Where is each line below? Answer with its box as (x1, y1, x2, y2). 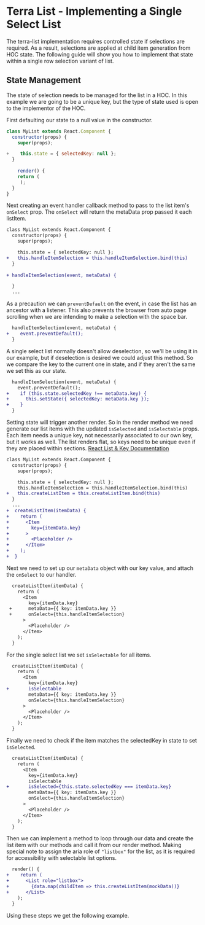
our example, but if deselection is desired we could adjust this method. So (6, 354, 193, 361)
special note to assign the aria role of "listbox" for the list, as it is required (6, 848, 195, 855)
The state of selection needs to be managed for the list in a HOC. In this (6, 91, 187, 99)
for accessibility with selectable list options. (6, 854, 117, 862)
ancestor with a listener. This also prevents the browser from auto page (6, 306, 187, 314)
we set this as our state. (6, 367, 67, 374)
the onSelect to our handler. (6, 571, 77, 578)
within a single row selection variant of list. (6, 57, 114, 64)
